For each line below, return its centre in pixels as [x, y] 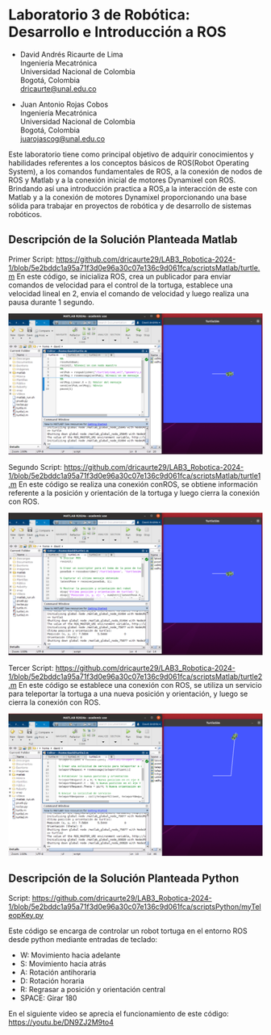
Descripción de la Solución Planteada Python [124, 879]
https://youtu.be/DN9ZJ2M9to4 [61, 1022]
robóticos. [25, 214]
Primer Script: [31, 259]
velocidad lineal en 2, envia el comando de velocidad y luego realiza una [129, 293]
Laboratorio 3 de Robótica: [100, 15]
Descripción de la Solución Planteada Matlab [123, 240]
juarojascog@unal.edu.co [63, 138]
